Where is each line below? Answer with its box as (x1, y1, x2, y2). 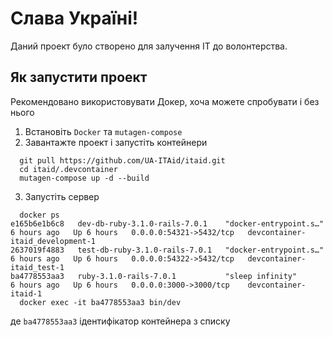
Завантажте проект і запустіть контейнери (24, 136, 208, 148)
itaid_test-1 (10, 262, 65, 272)
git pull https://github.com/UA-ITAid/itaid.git (19, 155, 226, 166)
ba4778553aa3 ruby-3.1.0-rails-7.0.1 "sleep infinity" (10, 271, 298, 281)
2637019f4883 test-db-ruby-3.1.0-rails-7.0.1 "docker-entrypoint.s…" (10, 245, 325, 255)
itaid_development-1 (10, 236, 97, 246)
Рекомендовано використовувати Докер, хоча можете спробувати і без (10, 95, 320, 107)
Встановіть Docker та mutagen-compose (24, 125, 183, 137)
